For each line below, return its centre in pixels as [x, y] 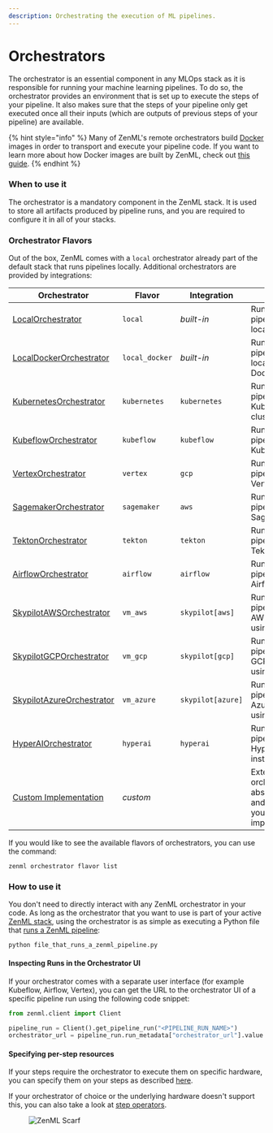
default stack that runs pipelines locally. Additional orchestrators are [123, 267]
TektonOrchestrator [50, 541]
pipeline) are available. [46, 122]
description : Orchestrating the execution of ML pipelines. [113, 16]
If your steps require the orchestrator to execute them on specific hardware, [135, 1072]
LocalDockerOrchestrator [61, 358]
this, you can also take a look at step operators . [88, 1105]
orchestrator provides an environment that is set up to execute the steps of [134, 96]
